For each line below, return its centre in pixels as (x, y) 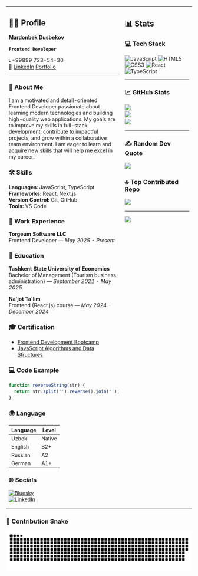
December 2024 (29, 311)
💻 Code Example (34, 370)
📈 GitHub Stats (147, 93)
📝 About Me (26, 87)
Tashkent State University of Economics (59, 268)
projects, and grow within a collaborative (58, 138)
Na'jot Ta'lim (24, 299)
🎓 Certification (32, 327)
